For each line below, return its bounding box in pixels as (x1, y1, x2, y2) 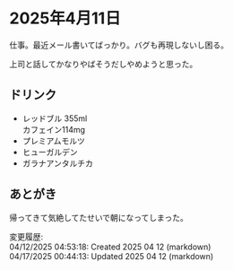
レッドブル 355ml (22, 113, 88, 124)
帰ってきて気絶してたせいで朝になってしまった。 (9, 212, 188, 222)
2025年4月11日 (9, 8, 121, 29)
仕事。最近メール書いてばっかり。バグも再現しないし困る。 (9, 39, 229, 50)
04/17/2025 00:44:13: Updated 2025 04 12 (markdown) (9, 250, 214, 261)
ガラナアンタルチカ (22, 158, 94, 169)
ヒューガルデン (22, 146, 78, 157)
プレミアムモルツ (22, 135, 85, 146)
